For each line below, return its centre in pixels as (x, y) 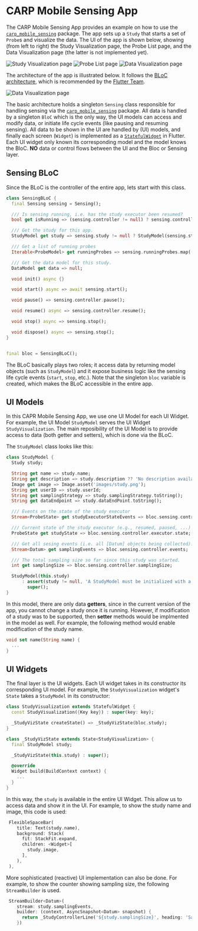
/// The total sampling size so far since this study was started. (96, 560)
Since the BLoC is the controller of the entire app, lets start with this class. (96, 187)
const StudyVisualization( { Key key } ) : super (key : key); (83, 713)
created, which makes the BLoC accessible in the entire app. (80, 383)
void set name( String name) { (43, 640)
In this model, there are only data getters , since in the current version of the (98, 604)
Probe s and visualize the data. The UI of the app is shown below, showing (95, 40)
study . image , (43, 850)
